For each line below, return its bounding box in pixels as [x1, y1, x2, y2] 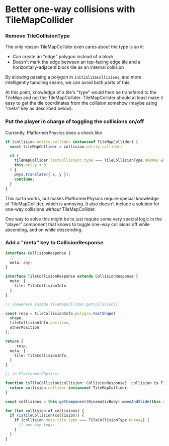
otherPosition [10, 325, 39, 330]
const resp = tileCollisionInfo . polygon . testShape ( [5, 311, 116, 316]
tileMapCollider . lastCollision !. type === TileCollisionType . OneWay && [14, 158, 165, 163]
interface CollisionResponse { [5, 250, 71, 256]
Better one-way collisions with [5, 4, 135, 15]
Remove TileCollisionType [5, 32, 70, 39]
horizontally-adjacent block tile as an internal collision [12, 64, 124, 70]
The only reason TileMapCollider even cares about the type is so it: [5, 44, 144, 50]
